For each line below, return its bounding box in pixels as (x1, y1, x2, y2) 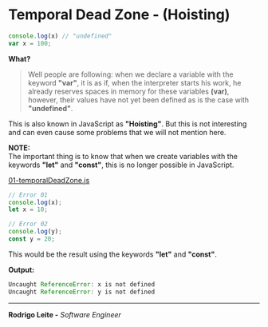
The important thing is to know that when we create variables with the (8, 151, 238, 161)
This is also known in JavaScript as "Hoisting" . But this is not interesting (8, 118, 247, 129)
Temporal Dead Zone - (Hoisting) (8, 6, 231, 24)
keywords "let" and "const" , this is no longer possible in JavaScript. (8, 160, 235, 169)
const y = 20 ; (8, 235, 56, 243)
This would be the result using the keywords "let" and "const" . (8, 249, 217, 259)
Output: (8, 265, 34, 274)
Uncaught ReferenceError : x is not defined (8, 280, 156, 289)
